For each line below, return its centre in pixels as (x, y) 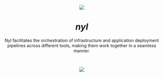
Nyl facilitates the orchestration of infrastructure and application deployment (82, 40)
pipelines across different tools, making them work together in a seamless (82, 45)
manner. (82, 51)
